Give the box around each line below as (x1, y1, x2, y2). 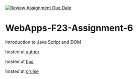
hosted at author (5, 48, 40, 55)
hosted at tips (5, 58, 34, 64)
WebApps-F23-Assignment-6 (5, 23, 133, 34)
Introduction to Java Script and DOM (5, 39, 82, 45)
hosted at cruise (5, 68, 39, 74)
